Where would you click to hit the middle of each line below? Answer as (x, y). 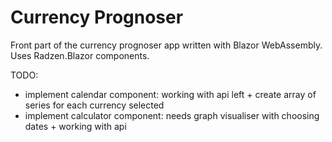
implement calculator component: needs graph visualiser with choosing (172, 115)
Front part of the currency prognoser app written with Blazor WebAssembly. (166, 45)
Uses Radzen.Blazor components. (80, 55)
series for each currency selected (94, 105)
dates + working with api (75, 126)
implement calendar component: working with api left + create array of (170, 94)
